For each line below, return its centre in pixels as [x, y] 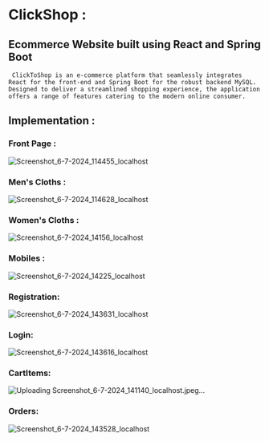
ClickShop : [47, 15]
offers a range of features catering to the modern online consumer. [127, 96]
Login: [21, 334]
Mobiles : [27, 258]
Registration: [34, 297]
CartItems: [30, 373]
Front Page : [32, 144]
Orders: [24, 411]
